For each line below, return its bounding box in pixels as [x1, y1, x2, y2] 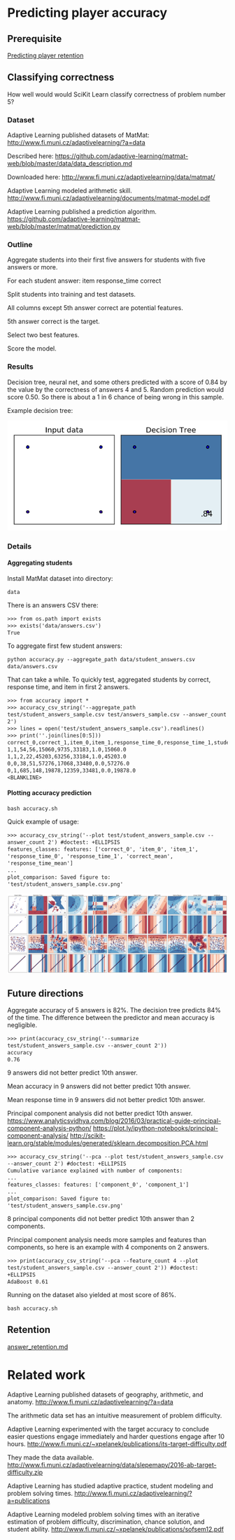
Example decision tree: [7, 406, 73, 414]
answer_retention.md [7, 1342, 69, 1351]
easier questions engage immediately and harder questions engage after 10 [7, 1432, 225, 1441]
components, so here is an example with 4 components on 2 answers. [7, 1243, 210, 1251]
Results [7, 362, 34, 372]
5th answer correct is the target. [7, 317, 100, 326]
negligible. [7, 1020, 37, 1029]
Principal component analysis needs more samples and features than [7, 1235, 206, 1243]
